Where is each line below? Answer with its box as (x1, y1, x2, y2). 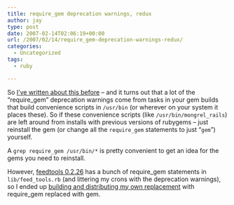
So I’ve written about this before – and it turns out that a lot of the (7, 88, 196, 96)
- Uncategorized (13, 50, 61, 57)
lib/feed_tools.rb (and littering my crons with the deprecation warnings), (7, 175, 221, 183)
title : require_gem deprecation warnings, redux (7, 10, 152, 18)
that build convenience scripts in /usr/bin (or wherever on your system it (7, 102, 219, 111)
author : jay (7, 17, 42, 24)
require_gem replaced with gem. (7, 190, 101, 198)
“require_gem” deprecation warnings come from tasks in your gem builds (7, 95, 219, 104)
